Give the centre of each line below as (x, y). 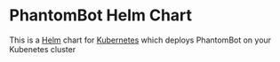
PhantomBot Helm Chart (101, 15)
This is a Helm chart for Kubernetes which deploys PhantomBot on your (140, 40)
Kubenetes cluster (43, 49)
